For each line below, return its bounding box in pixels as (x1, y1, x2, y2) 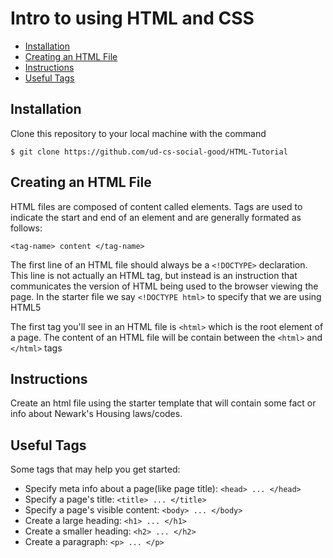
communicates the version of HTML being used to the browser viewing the (10, 280, 319, 292)
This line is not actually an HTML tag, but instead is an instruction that (10, 269, 298, 281)
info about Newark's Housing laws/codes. (10, 408, 183, 420)
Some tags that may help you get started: (10, 463, 181, 476)
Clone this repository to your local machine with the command (10, 127, 267, 139)
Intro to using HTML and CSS (10, 7, 255, 30)
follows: (10, 222, 43, 234)
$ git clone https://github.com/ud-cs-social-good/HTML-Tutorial (10, 147, 288, 157)
